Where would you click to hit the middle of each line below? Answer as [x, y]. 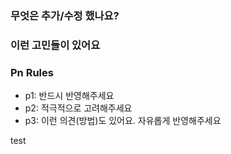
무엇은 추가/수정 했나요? [65, 15]
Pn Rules [32, 72]
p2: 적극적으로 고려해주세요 [78, 108]
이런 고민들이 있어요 [55, 45]
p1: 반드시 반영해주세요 [69, 96]
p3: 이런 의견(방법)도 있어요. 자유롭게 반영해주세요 [123, 121]
